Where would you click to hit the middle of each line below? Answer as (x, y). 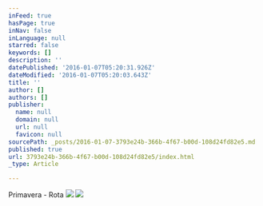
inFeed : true (30, 16)
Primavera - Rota (36, 195)
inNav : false (30, 30)
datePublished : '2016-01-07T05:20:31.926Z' (82, 68)
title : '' (25, 82)
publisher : (26, 105)
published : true (35, 149)
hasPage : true (32, 23)
